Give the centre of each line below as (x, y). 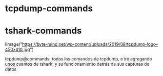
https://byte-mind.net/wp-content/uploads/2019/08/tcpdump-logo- (90, 44)
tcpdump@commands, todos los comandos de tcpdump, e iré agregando (79, 59)
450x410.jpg (18, 50)
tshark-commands (43, 31)
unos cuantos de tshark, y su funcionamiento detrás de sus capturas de (77, 64)
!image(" (14, 44)
